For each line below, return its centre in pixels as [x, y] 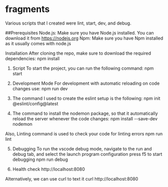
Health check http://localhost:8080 [49, 169]
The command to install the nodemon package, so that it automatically [85, 113]
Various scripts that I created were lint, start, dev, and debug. [68, 23]
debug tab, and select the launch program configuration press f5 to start [87, 154]
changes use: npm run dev [40, 88]
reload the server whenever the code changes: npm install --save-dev [85, 118]
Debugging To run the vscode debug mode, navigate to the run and [82, 148]
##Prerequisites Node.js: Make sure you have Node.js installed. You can [79, 33]
